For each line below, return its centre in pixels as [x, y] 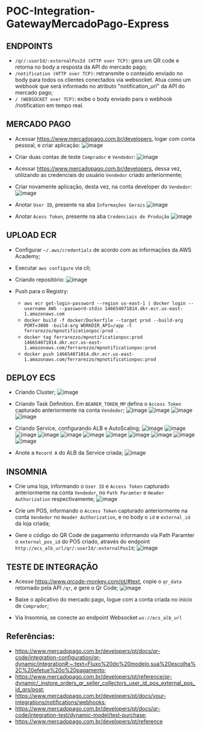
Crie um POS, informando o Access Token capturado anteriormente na [101, 511]
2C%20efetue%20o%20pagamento [60, 670]
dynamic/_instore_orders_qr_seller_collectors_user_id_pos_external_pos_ [105, 683]
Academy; [28, 256]
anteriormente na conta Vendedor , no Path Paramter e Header [89, 493]
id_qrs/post [29, 689]
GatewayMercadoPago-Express [88, 24]
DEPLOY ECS [31, 378]
